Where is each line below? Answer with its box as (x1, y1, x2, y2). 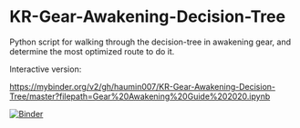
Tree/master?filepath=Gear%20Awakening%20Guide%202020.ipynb (9, 91, 271, 102)
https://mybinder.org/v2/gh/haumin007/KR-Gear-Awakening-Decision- (9, 81, 276, 92)
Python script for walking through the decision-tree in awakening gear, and (9, 36, 292, 47)
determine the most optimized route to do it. (9, 45, 175, 56)
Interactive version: (9, 64, 82, 74)
